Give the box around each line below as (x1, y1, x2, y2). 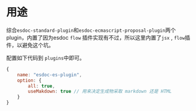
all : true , (28, 83, 55, 89)
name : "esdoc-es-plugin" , (17, 71, 83, 78)
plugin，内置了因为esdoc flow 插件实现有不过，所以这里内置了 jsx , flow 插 (6, 34, 191, 41)
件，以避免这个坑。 (6, 41, 54, 49)
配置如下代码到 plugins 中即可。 (6, 54, 86, 61)
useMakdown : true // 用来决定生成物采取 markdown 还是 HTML (28, 88, 172, 95)
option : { (17, 77, 42, 83)
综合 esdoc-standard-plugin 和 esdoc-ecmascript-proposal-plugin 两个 (6, 26, 176, 34)
